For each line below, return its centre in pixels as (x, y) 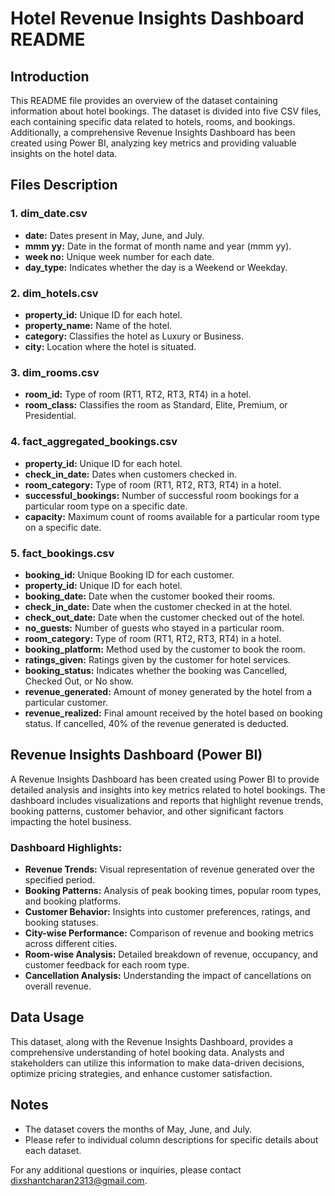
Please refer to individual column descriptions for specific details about (171, 1139)
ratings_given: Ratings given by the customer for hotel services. (157, 659)
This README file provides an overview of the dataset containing (144, 100)
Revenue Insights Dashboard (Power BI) (136, 755)
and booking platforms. (73, 901)
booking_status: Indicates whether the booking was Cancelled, (156, 670)
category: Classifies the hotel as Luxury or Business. (134, 336)
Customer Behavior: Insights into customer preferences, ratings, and (167, 911)
